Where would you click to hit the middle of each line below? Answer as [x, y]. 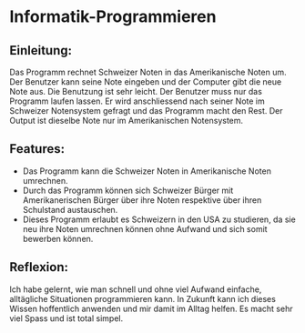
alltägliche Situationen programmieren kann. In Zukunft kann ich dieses [142, 298]
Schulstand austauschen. [70, 209]
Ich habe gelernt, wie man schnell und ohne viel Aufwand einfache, [136, 289]
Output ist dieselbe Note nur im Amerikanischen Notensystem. [127, 121]
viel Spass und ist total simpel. [66, 318]
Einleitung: [41, 50]
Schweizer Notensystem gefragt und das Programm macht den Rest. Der [147, 111]
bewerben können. [58, 238]
